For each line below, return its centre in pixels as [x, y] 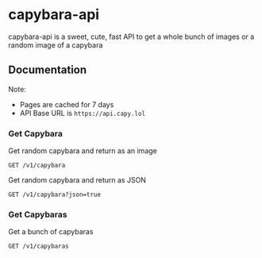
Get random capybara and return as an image [83, 151]
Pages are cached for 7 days [67, 104]
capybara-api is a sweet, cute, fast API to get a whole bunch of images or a [131, 37]
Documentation [48, 70]
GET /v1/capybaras [39, 246]
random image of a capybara [56, 44]
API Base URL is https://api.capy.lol [82, 113]
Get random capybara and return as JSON [77, 180]
